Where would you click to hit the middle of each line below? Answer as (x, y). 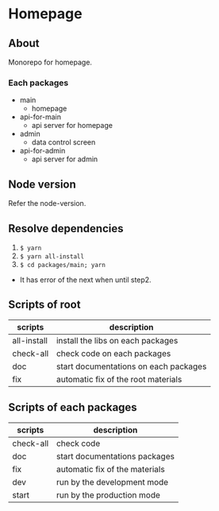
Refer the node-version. (47, 203)
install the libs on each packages (117, 340)
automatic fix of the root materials (119, 379)
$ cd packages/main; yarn (62, 265)
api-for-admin (42, 151)
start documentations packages (115, 456)
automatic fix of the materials (110, 469)
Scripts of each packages (73, 407)
